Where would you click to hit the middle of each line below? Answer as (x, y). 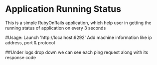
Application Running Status (63, 9)
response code (21, 57)
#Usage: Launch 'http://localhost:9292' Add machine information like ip (78, 37)
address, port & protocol (30, 42)
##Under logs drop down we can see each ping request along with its (77, 52)
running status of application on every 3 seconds (56, 28)
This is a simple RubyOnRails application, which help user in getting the (78, 23)
